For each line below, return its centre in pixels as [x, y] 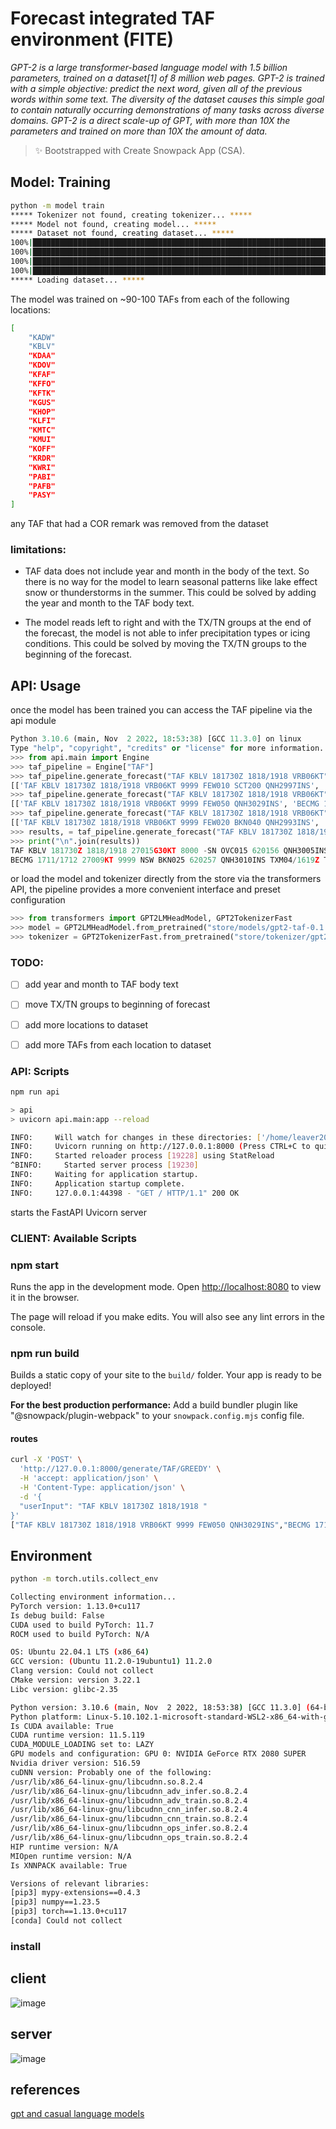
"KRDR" [42, 458]
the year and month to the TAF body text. [109, 603]
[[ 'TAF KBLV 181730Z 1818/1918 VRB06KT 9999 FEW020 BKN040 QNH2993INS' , [165, 823]
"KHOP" [42, 412]
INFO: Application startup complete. [98, 1183]
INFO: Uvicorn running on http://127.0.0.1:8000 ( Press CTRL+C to [160, 1147]
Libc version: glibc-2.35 [64, 1689]
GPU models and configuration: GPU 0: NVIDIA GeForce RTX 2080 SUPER [158, 1754]
